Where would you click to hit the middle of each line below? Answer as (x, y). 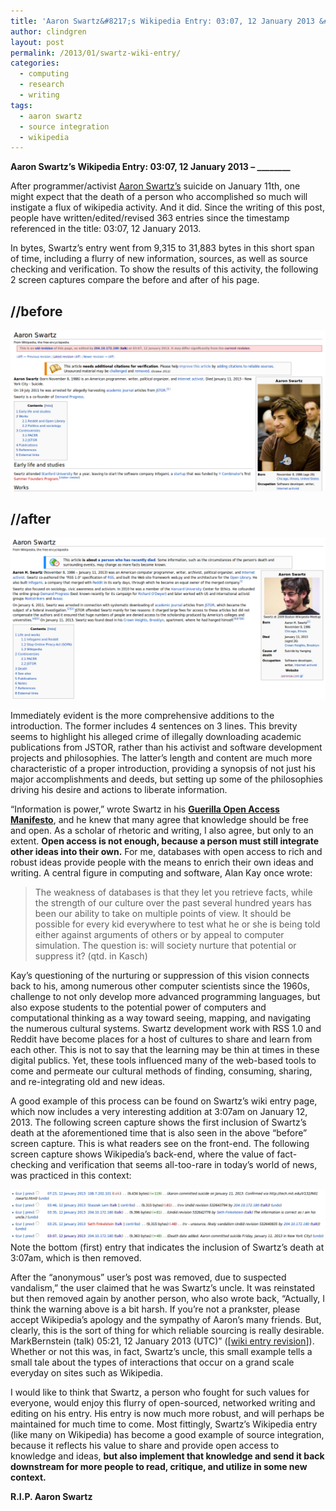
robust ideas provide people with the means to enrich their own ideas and (162, 862)
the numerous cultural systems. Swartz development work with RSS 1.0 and (166, 1028)
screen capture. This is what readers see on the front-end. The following (160, 1143)
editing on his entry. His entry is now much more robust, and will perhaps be (167, 1414)
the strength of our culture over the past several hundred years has (173, 902)
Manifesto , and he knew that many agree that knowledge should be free (160, 819)
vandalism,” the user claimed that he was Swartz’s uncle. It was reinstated (163, 1288)
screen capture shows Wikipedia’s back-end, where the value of (142, 1154)
